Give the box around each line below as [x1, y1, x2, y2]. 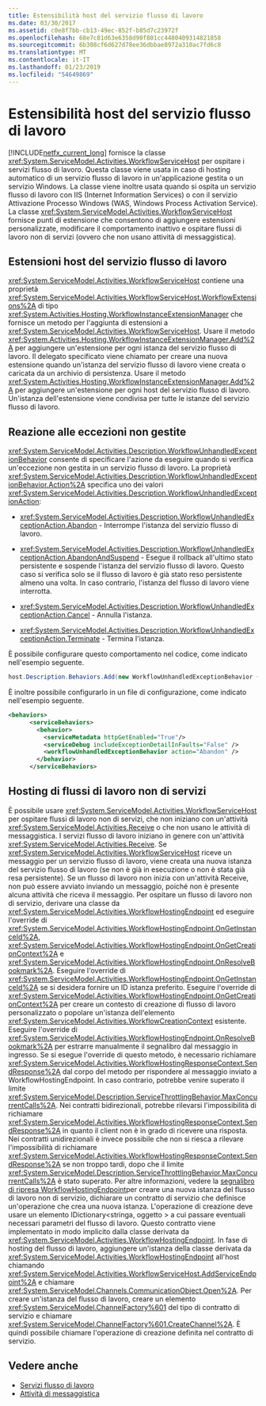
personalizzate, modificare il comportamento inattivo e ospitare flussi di [8, 224, 242, 233]
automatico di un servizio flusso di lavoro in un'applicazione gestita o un [8, 173, 244, 182]
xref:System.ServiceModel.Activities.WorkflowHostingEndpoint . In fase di [8, 1235, 248, 1244]
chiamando [8, 1260, 45, 1270]
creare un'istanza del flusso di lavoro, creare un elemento [8, 1293, 196, 1304]
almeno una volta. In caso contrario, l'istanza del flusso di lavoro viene [19, 578, 249, 587]
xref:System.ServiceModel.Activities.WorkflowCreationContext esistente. [8, 1016, 247, 1026]
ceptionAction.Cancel [19, 610, 90, 620]
